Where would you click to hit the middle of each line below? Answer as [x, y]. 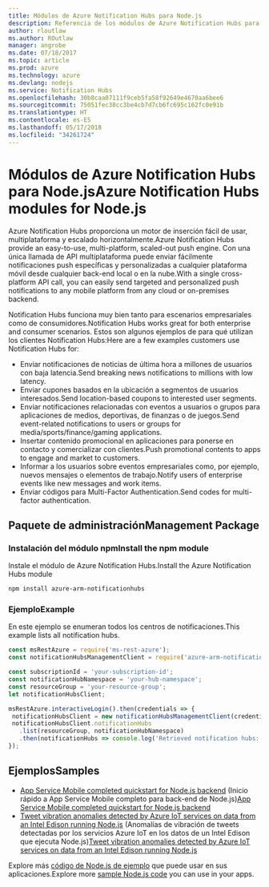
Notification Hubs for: [44, 349]
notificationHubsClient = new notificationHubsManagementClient [121, 716]
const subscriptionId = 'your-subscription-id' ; [91, 672]
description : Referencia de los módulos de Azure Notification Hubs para [134, 23]
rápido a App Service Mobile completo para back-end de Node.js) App [135, 799]
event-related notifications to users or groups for [100, 423]
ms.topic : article [39, 61]
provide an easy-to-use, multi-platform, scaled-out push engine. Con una [129, 248]
